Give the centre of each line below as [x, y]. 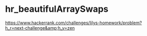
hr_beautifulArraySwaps [57, 9]
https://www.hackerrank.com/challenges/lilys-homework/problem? [73, 23]
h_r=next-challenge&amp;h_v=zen [40, 28]
